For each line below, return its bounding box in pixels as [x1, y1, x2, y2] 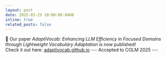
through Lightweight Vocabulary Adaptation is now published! [5, 42, 136, 48]
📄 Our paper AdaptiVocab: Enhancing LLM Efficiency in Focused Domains [5, 36, 161, 42]
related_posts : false [5, 22, 52, 27]
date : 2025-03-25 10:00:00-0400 [5, 12, 74, 17]
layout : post [5, 7, 33, 13]
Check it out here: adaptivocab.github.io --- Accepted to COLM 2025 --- [5, 47, 158, 53]
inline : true [5, 17, 33, 22]
